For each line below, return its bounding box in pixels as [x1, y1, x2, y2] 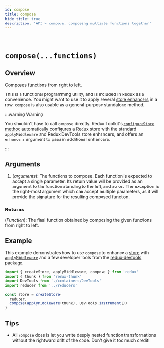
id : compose [5, 7, 29, 12]
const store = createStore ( [5, 292, 62, 297]
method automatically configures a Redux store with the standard [5, 126, 137, 132]
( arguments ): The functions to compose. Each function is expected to [12, 173, 152, 179]
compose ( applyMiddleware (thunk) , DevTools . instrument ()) [9, 301, 128, 306]
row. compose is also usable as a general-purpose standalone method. [5, 102, 144, 108]
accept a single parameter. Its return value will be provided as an [12, 178, 143, 184]
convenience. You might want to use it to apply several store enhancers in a [5, 96, 158, 103]
